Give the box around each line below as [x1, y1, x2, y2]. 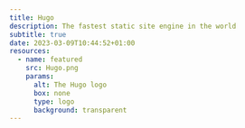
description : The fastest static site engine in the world [9, 22, 237, 31]
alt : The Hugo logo [33, 80, 107, 89]
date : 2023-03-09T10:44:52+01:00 [9, 38, 136, 48]
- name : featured [17, 55, 83, 64]
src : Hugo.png [25, 64, 79, 73]
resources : [9, 47, 51, 56]
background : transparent [33, 105, 127, 114]
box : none [33, 88, 71, 97]
